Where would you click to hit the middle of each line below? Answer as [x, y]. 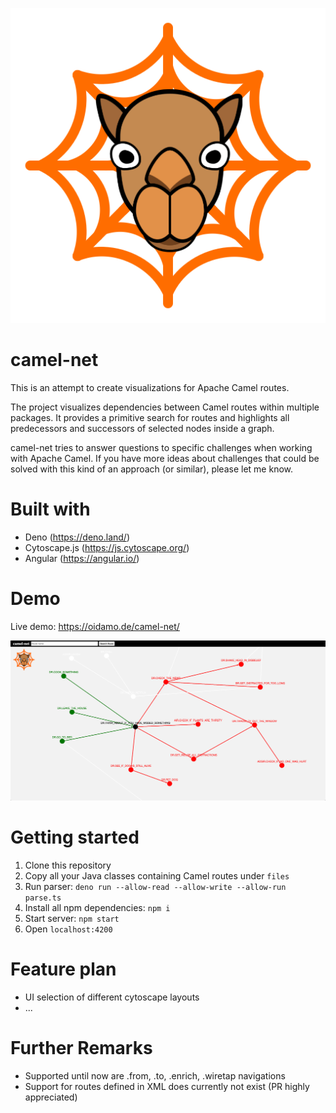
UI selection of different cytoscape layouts [112, 997]
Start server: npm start [72, 919]
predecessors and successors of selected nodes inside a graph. [142, 428]
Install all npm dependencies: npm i [97, 908]
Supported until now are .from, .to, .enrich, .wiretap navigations [155, 1076]
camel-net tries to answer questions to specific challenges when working [161, 447]
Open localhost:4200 [68, 929]
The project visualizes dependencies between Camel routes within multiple [165, 407]
